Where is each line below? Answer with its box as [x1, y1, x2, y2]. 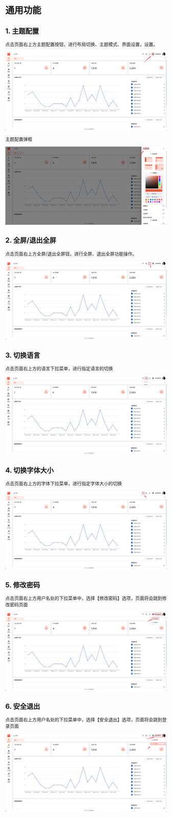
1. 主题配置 [5, 27, 39, 35]
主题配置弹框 [5, 136, 32, 142]
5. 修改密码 [5, 580, 40, 589]
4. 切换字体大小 [5, 466, 54, 475]
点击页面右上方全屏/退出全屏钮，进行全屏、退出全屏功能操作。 [5, 251, 137, 257]
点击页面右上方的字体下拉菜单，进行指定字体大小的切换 [5, 480, 122, 487]
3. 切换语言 [5, 351, 40, 359]
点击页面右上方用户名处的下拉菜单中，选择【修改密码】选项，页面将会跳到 [5, 595, 162, 601]
